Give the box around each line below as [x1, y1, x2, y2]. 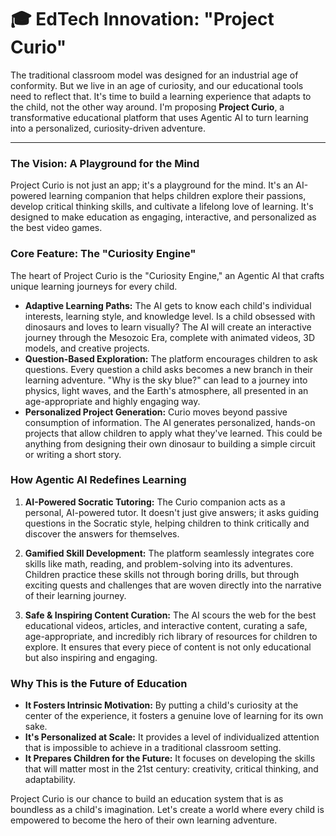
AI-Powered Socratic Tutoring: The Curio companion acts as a [24, 496, 286, 508]
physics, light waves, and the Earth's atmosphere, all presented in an [24, 384, 309, 396]
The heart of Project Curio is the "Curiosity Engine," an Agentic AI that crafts [10, 269, 325, 281]
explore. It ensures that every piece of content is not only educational [24, 641, 312, 653]
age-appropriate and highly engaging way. [24, 395, 201, 407]
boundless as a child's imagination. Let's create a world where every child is [10, 804, 325, 816]
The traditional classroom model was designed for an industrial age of [10, 69, 299, 81]
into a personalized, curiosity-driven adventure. [10, 122, 206, 134]
